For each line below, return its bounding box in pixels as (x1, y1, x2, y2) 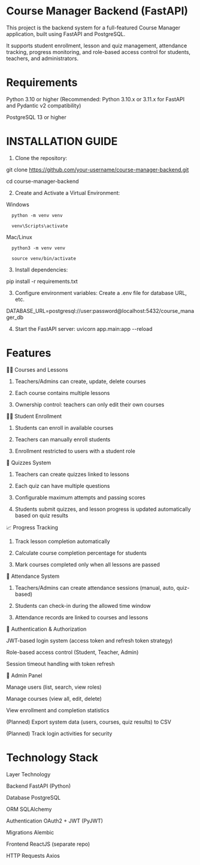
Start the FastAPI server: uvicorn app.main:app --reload (14, 325, 153, 332)
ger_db (6, 314, 24, 321)
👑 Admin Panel (6, 671, 43, 679)
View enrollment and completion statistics (6, 706, 110, 714)
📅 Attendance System (6, 572, 60, 580)
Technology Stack (6, 751, 99, 764)
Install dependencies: (14, 266, 68, 273)
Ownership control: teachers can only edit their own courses (14, 400, 165, 408)
